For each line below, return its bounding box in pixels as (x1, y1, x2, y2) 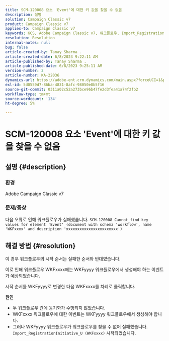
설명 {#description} (5, 162, 66, 171)
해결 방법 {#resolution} (5, 241, 76, 250)
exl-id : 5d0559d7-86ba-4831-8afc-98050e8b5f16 (5, 82, 105, 87)
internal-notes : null (5, 40, 51, 45)
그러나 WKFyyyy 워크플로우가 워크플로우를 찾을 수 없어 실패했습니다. (12, 324, 148, 330)
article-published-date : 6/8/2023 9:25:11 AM (5, 63, 102, 68)
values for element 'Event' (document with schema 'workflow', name (5, 222, 152, 227)
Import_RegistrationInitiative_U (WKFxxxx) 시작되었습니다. (12, 330, 136, 336)
